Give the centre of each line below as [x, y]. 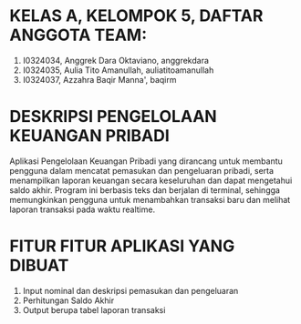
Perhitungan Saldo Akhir [68, 300]
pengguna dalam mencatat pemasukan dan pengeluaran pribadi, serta [142, 170]
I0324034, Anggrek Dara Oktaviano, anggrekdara [116, 60]
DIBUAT [39, 266]
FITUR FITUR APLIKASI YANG [122, 246]
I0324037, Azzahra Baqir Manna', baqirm [99, 79]
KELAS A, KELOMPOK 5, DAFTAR [136, 16]
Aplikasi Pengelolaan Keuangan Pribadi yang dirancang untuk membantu [146, 161]
